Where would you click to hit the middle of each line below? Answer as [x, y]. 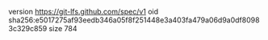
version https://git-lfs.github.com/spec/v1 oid [84, 12]
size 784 [63, 28]
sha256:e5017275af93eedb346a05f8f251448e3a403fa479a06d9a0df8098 [134, 20]
